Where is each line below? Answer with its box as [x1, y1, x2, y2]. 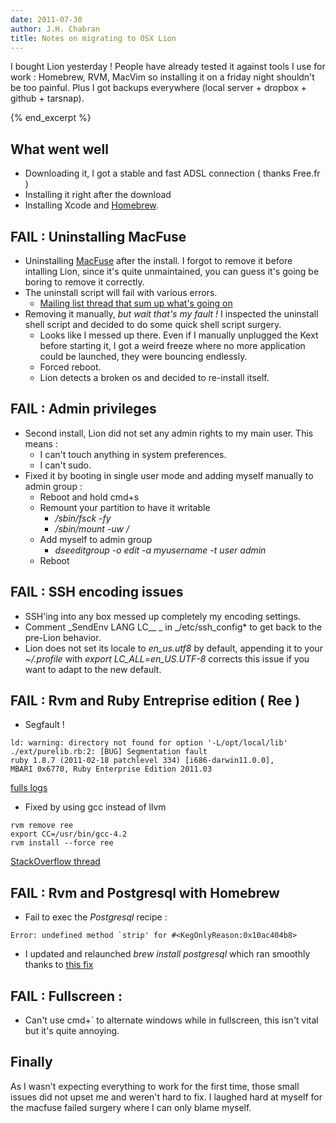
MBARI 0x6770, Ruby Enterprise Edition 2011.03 [10, 764, 213, 775]
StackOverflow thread [10, 856, 101, 868]
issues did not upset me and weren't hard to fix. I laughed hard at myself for [10, 1091, 323, 1103]
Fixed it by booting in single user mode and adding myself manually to [24, 469, 314, 481]
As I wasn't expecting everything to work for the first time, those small [10, 1080, 300, 1092]
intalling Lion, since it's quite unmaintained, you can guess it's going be [24, 266, 320, 277]
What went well [10, 141, 109, 158]
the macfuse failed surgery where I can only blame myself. [10, 1101, 252, 1113]
